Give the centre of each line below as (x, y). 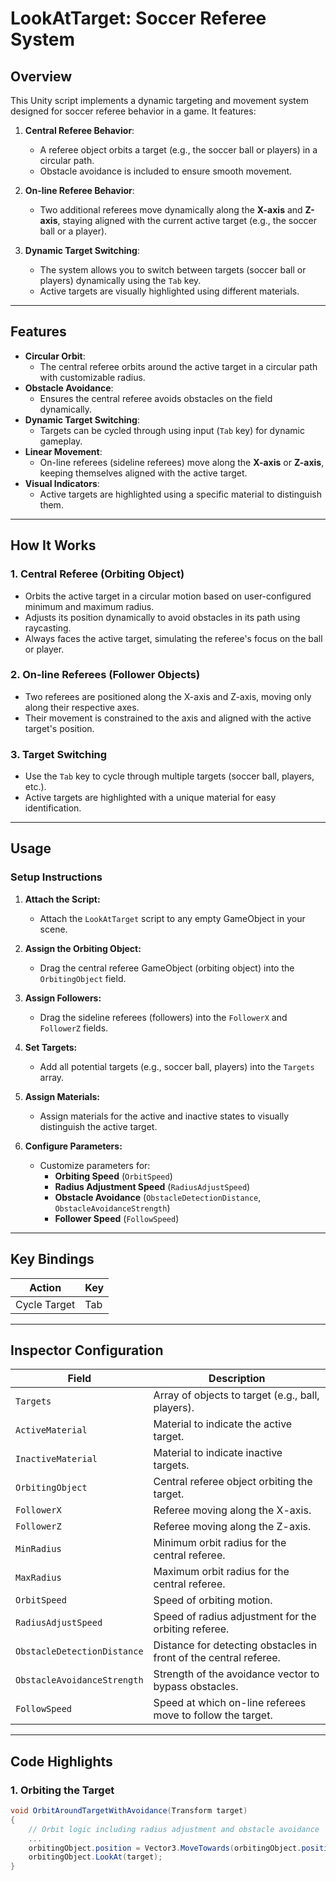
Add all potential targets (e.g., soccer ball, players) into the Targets (177, 1066)
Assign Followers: (63, 998)
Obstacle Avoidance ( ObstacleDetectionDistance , (158, 1197)
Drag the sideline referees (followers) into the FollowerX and (163, 1017)
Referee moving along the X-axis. (232, 1510)
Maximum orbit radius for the (221, 1572)
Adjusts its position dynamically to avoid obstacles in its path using (162, 617)
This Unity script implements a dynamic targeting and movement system (159, 100)
